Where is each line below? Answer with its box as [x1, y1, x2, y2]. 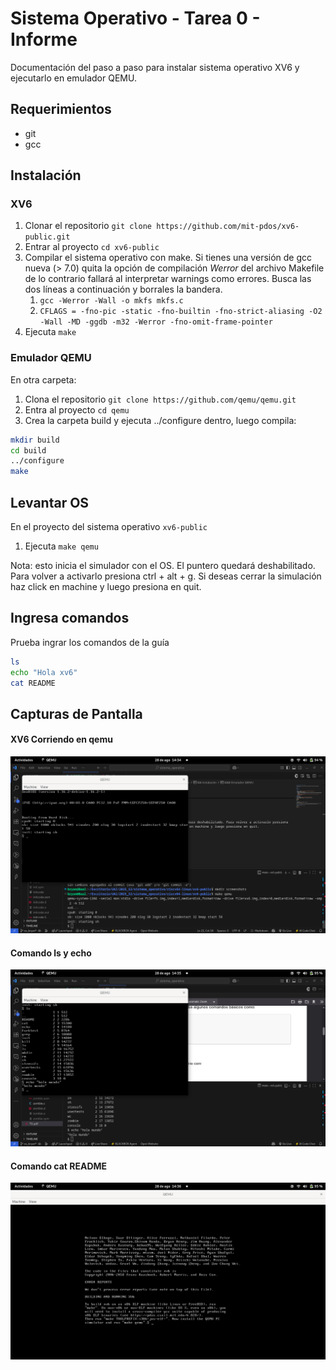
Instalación [10, 167, 82, 184]
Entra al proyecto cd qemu [24, 403, 130, 416]
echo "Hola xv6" [10, 667, 78, 677]
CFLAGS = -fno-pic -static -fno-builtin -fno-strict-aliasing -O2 [39, 307, 323, 317]
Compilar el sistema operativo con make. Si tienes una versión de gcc [24, 252, 313, 264]
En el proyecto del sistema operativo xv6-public [10, 521, 208, 533]
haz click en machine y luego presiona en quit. [10, 581, 202, 593]
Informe [10, 28, 78, 51]
